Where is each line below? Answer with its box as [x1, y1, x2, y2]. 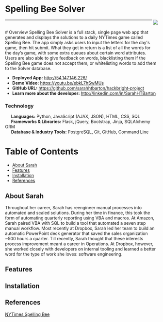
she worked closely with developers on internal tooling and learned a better [5, 246, 156, 251]
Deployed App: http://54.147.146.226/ [12, 74, 87, 81]
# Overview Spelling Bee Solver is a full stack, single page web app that [5, 29, 148, 35]
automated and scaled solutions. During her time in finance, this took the [5, 210, 150, 215]
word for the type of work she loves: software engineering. [5, 251, 123, 257]
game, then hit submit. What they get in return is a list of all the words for [5, 45, 151, 51]
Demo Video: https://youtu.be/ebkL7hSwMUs [12, 80, 104, 86]
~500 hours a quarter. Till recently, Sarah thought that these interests [5, 235, 144, 241]
